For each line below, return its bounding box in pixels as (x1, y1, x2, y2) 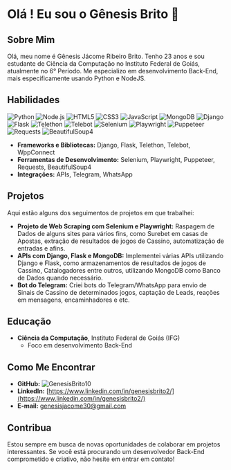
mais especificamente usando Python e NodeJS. (7, 74, 147, 82)
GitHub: (17, 380, 40, 388)
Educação (7, 316, 52, 327)
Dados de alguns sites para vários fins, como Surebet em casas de (17, 229, 208, 237)
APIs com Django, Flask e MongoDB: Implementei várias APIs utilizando (17, 251, 223, 260)
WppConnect (17, 148, 55, 156)
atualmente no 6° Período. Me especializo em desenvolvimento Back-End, (7, 67, 219, 75)
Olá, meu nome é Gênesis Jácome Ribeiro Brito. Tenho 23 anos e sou (7, 52, 205, 60)
